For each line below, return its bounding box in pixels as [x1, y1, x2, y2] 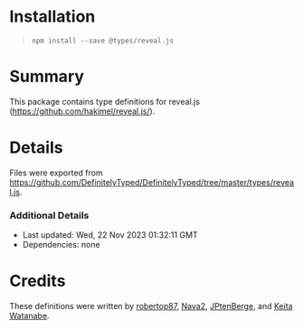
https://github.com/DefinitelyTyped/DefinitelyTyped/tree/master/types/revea [9, 176, 295, 187]
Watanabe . [9, 310, 50, 322]
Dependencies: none [22, 240, 101, 250]
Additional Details [9, 209, 90, 221]
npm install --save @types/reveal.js [31, 36, 175, 45]
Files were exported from [9, 167, 103, 178]
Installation [9, 6, 96, 27]
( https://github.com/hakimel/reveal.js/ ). [9, 106, 156, 117]
